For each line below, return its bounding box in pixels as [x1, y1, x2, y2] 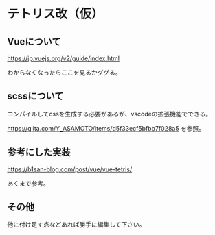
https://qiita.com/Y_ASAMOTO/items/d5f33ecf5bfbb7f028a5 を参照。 [7, 124, 205, 132]
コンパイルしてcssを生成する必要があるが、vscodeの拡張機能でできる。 [7, 110, 212, 118]
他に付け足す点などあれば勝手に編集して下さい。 [7, 221, 146, 229]
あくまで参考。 [7, 179, 49, 187]
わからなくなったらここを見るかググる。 [7, 69, 122, 76]
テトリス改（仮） [7, 6, 104, 22]
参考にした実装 [7, 147, 71, 158]
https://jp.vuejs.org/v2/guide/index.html [7, 54, 120, 62]
